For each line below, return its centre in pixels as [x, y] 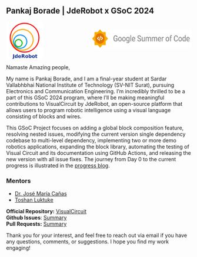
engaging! [18, 248]
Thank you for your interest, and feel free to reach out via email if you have [96, 235]
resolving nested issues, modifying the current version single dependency [96, 134]
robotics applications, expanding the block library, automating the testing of [98, 147]
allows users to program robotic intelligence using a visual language [89, 110]
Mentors [19, 181]
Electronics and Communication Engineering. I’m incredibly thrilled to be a [96, 91]
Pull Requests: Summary [36, 224]
